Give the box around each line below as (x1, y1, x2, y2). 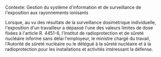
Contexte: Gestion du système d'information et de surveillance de (5, 5, 141, 10)
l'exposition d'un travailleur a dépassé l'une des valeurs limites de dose (5, 25, 153, 31)
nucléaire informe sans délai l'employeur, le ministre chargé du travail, (5, 35, 150, 41)
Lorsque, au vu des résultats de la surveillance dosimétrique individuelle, (5, 20, 156, 25)
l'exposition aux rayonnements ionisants (5, 10, 89, 16)
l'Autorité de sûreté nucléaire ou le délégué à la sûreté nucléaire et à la (5, 41, 151, 47)
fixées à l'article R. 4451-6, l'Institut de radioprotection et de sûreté (5, 30, 144, 36)
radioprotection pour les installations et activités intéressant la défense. (5, 46, 153, 52)
